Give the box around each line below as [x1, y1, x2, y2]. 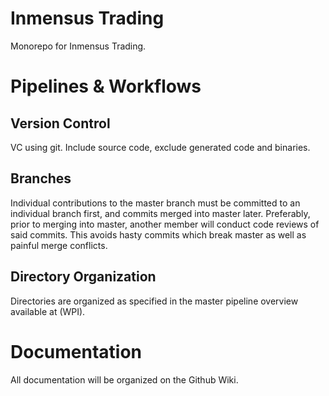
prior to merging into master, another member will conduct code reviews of [10, 218, 320, 230]
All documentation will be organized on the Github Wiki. [10, 373, 239, 386]
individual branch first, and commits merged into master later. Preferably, [10, 207, 311, 219]
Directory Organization [10, 268, 157, 286]
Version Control [10, 115, 111, 132]
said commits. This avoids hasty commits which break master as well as [10, 228, 307, 241]
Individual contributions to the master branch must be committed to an [10, 197, 301, 209]
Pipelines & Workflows [10, 75, 202, 98]
